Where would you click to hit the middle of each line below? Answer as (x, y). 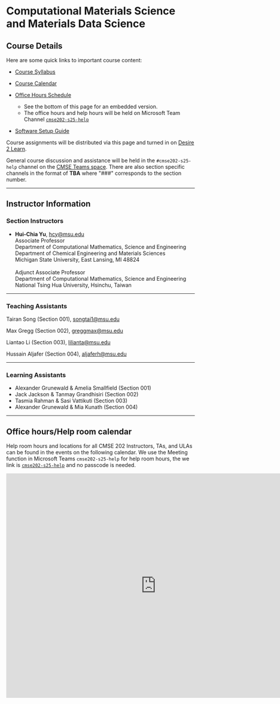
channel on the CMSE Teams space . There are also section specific (102, 167)
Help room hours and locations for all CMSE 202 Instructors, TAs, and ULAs (99, 446)
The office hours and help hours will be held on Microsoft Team (102, 113)
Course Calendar (36, 83)
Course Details (34, 46)
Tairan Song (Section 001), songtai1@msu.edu (63, 319)
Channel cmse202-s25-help (56, 119)
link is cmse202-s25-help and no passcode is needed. (71, 465)
